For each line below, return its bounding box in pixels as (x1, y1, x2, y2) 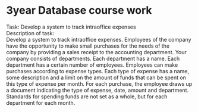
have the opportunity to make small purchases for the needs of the (6, 42, 170, 49)
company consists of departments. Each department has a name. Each (6, 55, 180, 62)
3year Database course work (6, 4, 153, 17)
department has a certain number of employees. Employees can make (6, 61, 178, 69)
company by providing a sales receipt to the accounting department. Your (6, 48, 187, 55)
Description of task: (6, 29, 55, 36)
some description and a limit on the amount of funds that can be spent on (6, 74, 186, 81)
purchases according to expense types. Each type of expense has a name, (6, 67, 189, 74)
